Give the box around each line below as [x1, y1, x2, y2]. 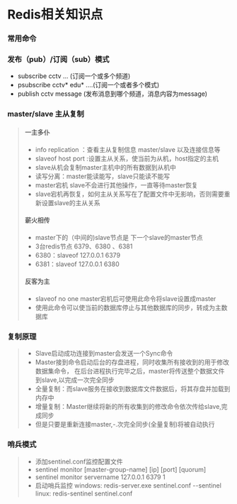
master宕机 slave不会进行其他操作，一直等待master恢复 [35, 180, 198, 189]
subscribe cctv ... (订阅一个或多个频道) [17, 72, 131, 80]
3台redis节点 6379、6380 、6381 [35, 242, 133, 251]
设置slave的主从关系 [41, 198, 100, 207]
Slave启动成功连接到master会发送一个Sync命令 [35, 349, 173, 358]
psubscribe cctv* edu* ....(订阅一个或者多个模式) [17, 81, 160, 89]
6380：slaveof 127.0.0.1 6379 [35, 251, 121, 259]
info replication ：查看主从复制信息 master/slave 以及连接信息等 [35, 145, 221, 153]
